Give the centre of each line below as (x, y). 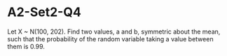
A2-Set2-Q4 (44, 12)
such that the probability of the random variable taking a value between (110, 38)
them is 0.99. (26, 46)
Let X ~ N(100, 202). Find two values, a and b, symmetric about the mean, (114, 31)
